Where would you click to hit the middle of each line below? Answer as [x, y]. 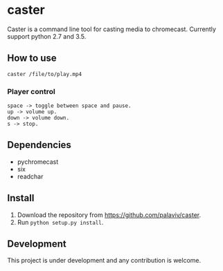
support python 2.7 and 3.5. [47, 36]
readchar [30, 176]
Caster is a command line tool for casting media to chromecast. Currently [112, 29]
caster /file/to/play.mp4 [44, 74]
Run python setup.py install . [60, 222]
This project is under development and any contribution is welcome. [104, 261]
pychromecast [38, 162]
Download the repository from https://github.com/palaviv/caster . [109, 215]
